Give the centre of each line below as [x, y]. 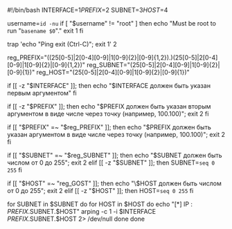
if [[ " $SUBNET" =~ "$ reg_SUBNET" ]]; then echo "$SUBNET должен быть [115, 155]
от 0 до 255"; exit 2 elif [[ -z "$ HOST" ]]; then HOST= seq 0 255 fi [100, 191]
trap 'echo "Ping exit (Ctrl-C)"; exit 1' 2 [62, 44]
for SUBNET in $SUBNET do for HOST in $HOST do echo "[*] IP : [100, 204]
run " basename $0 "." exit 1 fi [45, 31]
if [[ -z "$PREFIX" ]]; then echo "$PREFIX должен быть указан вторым [109, 106]
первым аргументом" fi [42, 93]
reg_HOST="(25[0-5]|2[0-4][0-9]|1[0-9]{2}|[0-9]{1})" [113, 72]
